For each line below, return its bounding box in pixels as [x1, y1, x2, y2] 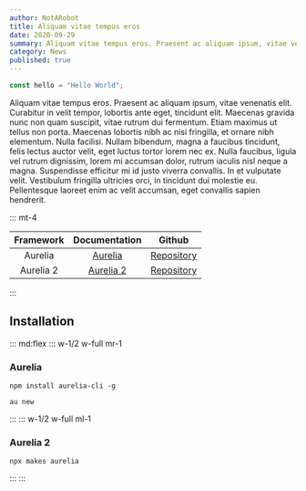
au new [9, 397, 35, 406]
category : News [9, 47, 67, 57]
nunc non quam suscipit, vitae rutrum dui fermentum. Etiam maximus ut [9, 116, 278, 128]
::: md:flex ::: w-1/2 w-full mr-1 [9, 338, 123, 349]
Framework [14, 234, 65, 246]
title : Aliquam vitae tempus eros [9, 22, 141, 31]
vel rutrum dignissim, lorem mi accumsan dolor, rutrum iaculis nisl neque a [9, 155, 289, 166]
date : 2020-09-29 [9, 30, 76, 39]
